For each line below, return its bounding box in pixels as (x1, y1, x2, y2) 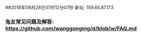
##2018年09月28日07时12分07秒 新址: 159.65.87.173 (5, 5, 114, 10)
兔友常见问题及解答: (5, 18, 54, 25)
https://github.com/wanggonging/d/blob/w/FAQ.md (5, 25, 137, 32)
